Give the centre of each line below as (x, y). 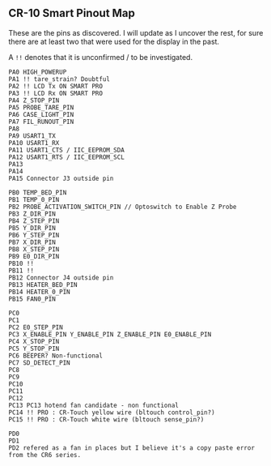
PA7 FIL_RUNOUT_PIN (41, 122)
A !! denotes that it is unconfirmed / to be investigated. (100, 57)
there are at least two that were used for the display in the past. (114, 41)
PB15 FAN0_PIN (32, 299)
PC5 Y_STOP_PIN (34, 348)
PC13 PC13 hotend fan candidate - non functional (94, 405)
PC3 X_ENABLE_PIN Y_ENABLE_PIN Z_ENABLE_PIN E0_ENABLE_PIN (110, 334)
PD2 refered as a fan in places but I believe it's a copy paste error (131, 448)
